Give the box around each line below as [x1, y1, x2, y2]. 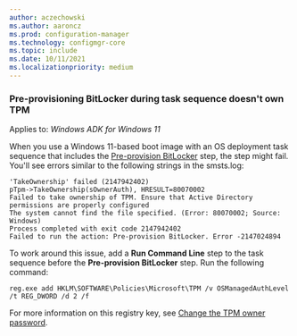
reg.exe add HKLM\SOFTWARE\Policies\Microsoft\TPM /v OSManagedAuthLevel [9, 284, 290, 293]
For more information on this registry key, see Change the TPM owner [9, 307, 266, 318]
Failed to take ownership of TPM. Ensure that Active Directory [9, 193, 253, 202]
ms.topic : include [9, 46, 78, 55]
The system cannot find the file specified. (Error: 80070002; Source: [9, 209, 281, 218]
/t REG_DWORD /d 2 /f [9, 292, 90, 301]
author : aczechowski [9, 13, 87, 22]
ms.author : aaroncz [9, 21, 82, 30]
